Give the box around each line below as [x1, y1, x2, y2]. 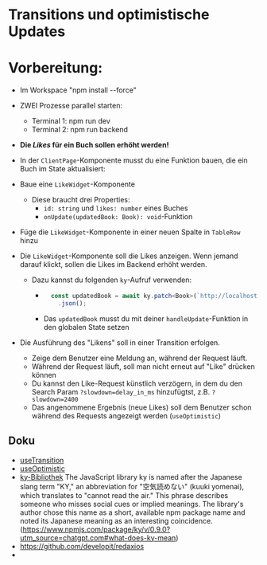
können [31, 370, 57, 379]
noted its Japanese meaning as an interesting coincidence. [19, 516, 213, 525]
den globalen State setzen [43, 322, 130, 332]
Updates [8, 22, 66, 41]
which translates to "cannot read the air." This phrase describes [19, 490, 229, 500]
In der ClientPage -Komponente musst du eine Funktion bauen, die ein [19, 155, 248, 165]
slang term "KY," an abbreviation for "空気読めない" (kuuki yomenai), [19, 481, 245, 491]
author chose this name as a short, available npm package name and [19, 508, 246, 517]
